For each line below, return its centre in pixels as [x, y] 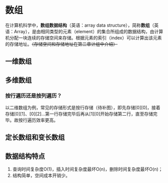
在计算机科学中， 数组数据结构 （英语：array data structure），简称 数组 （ [80, 25]
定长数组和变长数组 [35, 138]
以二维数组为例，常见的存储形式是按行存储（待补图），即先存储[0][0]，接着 [83, 108]
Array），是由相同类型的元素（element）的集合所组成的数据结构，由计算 [89, 31]
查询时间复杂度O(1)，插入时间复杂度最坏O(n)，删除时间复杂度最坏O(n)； [88, 169]
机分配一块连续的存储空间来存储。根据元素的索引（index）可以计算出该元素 [83, 38]
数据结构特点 [25, 156]
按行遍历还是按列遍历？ [33, 96]
